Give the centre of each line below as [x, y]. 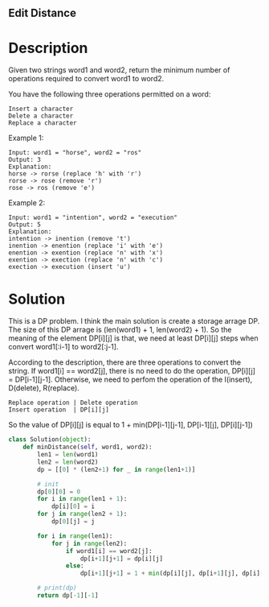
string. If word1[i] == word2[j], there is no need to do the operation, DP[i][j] [132, 371]
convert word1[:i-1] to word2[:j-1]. [63, 347]
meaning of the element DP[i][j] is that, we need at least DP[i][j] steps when [133, 338]
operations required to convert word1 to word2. [86, 79]
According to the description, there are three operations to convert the [125, 362]
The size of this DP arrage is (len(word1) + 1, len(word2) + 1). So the [120, 330]
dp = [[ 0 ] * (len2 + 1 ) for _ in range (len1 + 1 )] [116, 469]
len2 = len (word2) [68, 462]
